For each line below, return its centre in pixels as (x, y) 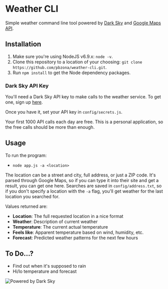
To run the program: (26, 155)
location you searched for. (32, 196)
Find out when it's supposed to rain (49, 266)
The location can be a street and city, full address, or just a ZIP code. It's (81, 175)
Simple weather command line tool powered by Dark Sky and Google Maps (83, 23)
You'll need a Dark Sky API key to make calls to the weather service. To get (83, 97)
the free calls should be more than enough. (50, 127)
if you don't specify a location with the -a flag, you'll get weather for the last (84, 191)
